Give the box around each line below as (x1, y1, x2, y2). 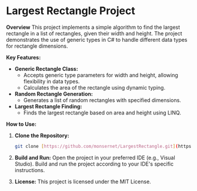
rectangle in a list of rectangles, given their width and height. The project (6, 29, 182, 37)
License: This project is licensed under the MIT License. (14, 178, 151, 185)
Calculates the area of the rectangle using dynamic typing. (23, 84, 166, 91)
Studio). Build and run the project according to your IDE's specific (14, 160, 174, 167)
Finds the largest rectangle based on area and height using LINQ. (23, 109, 181, 116)
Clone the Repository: (14, 131, 69, 139)
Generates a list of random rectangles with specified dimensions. (23, 96, 181, 104)
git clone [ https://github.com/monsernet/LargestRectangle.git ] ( (14, 143, 178, 149)
